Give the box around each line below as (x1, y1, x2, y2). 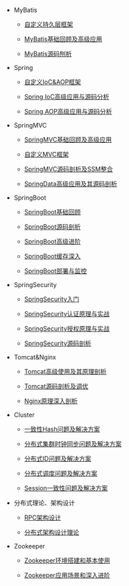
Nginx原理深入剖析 (24, 397, 78, 405)
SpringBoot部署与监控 (24, 267, 87, 275)
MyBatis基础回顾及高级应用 (24, 35, 103, 43)
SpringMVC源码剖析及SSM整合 (24, 165, 113, 173)
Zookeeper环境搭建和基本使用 (24, 556, 110, 565)
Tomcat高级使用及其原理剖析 (24, 368, 107, 375)
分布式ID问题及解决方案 (24, 454, 92, 463)
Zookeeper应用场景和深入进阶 (24, 571, 110, 579)
